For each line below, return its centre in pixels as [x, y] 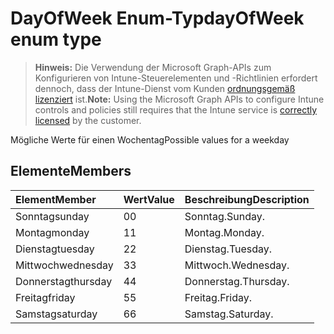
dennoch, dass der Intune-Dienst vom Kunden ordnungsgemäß [165, 88]
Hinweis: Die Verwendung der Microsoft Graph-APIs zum [153, 67]
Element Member [56, 199]
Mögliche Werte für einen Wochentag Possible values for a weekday [150, 139]
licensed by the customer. [88, 120]
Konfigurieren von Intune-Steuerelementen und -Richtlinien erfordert [176, 78]
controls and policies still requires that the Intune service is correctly [176, 109]
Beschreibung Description [247, 199]
